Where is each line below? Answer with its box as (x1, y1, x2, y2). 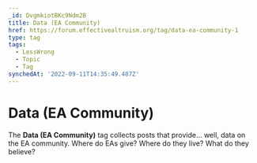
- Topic (15, 56, 41, 64)
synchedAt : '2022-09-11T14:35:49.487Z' (8, 70, 140, 78)
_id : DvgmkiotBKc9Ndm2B (8, 11, 87, 20)
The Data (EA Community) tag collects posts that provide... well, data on (8, 130, 246, 139)
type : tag (8, 33, 41, 42)
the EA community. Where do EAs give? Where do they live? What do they (8, 139, 249, 148)
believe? (8, 146, 36, 156)
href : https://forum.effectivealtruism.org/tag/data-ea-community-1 (8, 26, 239, 34)
